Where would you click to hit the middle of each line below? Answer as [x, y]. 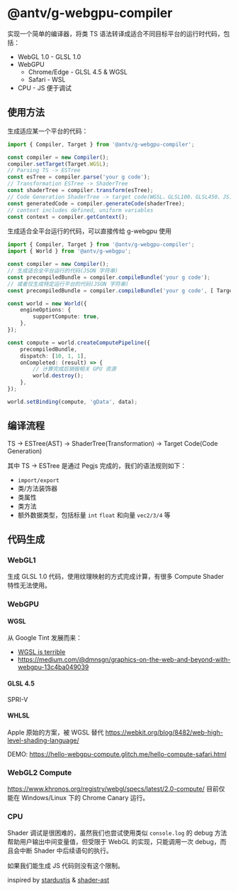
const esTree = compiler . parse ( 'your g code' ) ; [79, 177]
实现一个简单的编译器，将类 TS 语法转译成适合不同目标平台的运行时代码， [115, 33]
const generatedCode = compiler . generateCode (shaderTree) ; [96, 203]
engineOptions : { [46, 310]
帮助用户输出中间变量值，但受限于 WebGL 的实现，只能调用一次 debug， [114, 842]
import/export [38, 480]
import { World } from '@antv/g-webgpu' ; [69, 251]
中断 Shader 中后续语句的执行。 [66, 850]
